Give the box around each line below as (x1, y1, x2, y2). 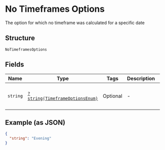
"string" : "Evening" (9, 136, 52, 141)
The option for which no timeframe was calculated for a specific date (5, 20, 145, 26)
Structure (5, 34, 35, 42)
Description (127, 75, 155, 82)
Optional (103, 92, 123, 99)
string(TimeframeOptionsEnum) (27, 95, 98, 101)
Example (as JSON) (5, 118, 65, 126)
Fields (5, 60, 25, 69)
